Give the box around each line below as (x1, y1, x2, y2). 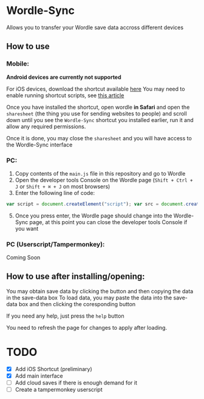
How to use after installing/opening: (6, 271, 145, 282)
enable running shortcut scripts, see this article (6, 92, 124, 99)
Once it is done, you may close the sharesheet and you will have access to (6, 134, 192, 142)
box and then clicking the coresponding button (18, 300, 136, 307)
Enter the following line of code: (15, 189, 95, 196)
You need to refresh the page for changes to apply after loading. (6, 324, 168, 331)
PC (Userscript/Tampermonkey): (6, 240, 105, 248)
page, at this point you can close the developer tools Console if (29, 218, 188, 225)
